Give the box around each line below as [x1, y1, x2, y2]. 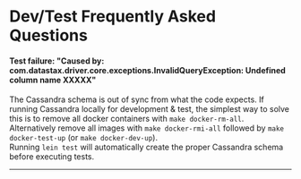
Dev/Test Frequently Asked [9, 6, 217, 27]
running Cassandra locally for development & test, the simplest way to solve [9, 104, 289, 115]
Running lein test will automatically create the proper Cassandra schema [9, 141, 284, 153]
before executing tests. [9, 151, 95, 162]
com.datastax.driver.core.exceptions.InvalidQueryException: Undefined [9, 64, 287, 75]
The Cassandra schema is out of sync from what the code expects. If [9, 94, 264, 105]
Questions [9, 25, 88, 46]
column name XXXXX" [9, 74, 97, 85]
